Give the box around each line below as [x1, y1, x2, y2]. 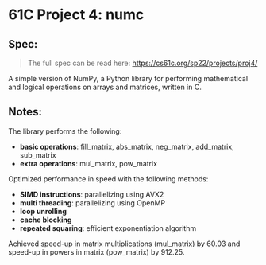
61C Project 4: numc [8, 6, 145, 24]
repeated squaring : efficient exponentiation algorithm [19, 223, 197, 232]
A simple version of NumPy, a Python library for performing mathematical [8, 74, 249, 83]
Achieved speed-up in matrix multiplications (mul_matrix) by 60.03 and [8, 239, 241, 248]
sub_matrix [19, 150, 57, 160]
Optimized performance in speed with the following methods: [8, 173, 209, 184]
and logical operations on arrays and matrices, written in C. [8, 82, 202, 92]
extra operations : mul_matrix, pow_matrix [19, 158, 157, 168]
